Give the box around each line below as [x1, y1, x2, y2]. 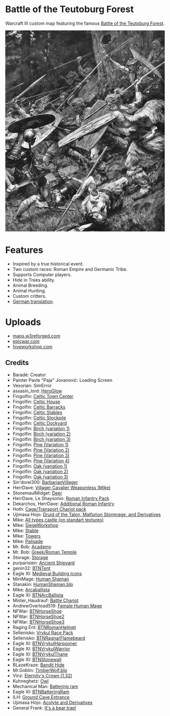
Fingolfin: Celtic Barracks [12, 404, 66, 410]
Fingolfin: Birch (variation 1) [12, 426, 70, 432]
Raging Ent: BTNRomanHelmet [12, 624, 76, 631]
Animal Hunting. [12, 288, 47, 294]
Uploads [5, 316, 41, 328]
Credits [5, 358, 29, 367]
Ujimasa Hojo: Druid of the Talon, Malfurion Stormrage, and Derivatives [12, 512, 161, 518]
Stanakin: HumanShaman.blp [12, 581, 73, 588]
